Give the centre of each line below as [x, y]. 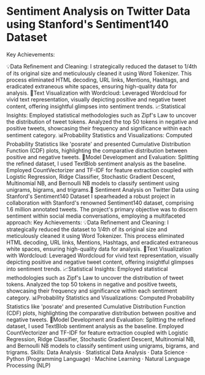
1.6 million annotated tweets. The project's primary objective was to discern [102, 209]
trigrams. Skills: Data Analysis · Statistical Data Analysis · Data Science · [97, 352]
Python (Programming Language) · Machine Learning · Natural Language [98, 358]
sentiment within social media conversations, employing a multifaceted [96, 216]
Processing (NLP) [29, 365]
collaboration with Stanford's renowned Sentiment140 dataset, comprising [100, 203]
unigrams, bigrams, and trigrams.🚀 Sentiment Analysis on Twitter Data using [103, 189]
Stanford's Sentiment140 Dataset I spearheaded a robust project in [91, 196]
